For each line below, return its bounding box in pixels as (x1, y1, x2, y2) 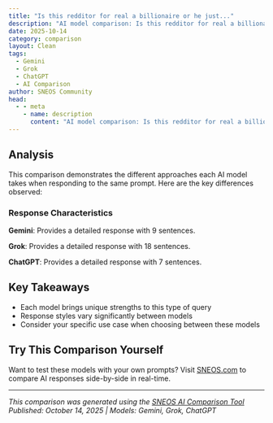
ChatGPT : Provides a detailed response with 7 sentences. (8, 257, 202, 267)
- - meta (15, 102, 45, 111)
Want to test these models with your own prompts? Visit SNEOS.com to (8, 364, 246, 374)
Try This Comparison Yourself (8, 343, 164, 357)
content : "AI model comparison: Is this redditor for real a (29, 118, 242, 126)
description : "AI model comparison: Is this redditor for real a (8, 20, 234, 28)
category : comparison (8, 34, 82, 43)
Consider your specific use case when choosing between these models (19, 319, 260, 329)
